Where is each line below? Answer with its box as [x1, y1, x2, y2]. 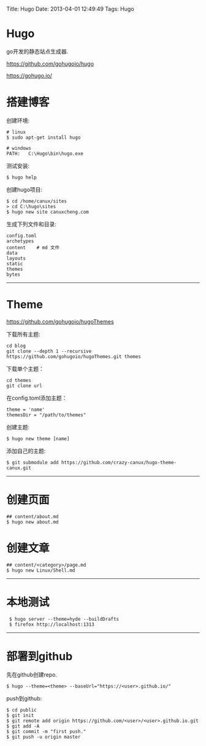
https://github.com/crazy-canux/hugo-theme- [61, 459, 177, 465]
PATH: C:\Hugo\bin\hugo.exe [6, 150, 84, 157]
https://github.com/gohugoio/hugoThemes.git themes [6, 353, 141, 360]
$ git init [6, 712, 34, 718]
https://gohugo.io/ [6, 72, 52, 79]
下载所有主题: [6, 330, 41, 338]
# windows [6, 145, 32, 151]
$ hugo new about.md [6, 519, 59, 525]
